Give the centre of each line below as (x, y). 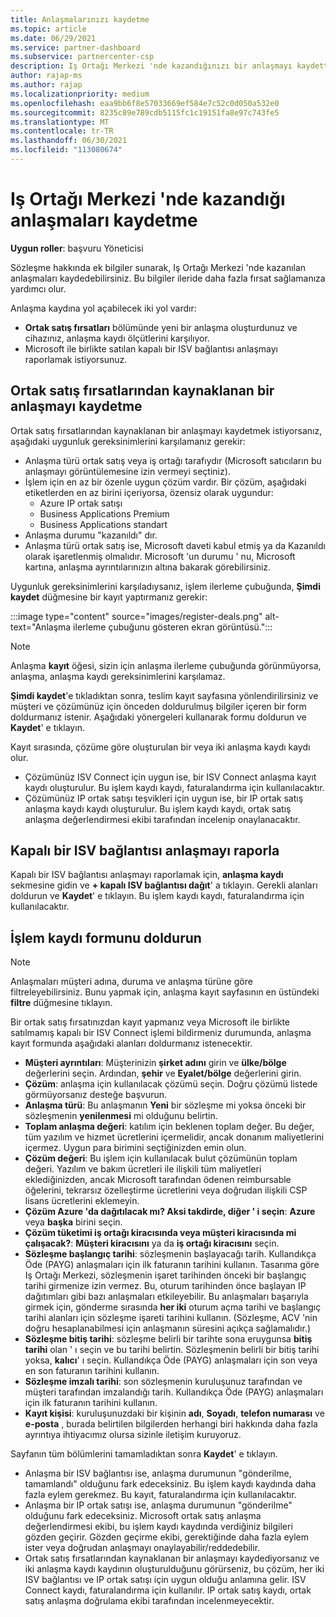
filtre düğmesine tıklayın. (61, 1003)
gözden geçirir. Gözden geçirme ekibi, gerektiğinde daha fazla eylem (167, 1537)
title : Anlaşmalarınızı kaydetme (80, 19)
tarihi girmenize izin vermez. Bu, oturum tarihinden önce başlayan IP (165, 1286)
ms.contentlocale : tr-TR (62, 131)
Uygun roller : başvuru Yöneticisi (77, 248)
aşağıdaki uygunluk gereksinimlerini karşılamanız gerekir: (128, 441)
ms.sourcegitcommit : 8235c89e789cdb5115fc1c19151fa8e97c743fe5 (145, 112)
